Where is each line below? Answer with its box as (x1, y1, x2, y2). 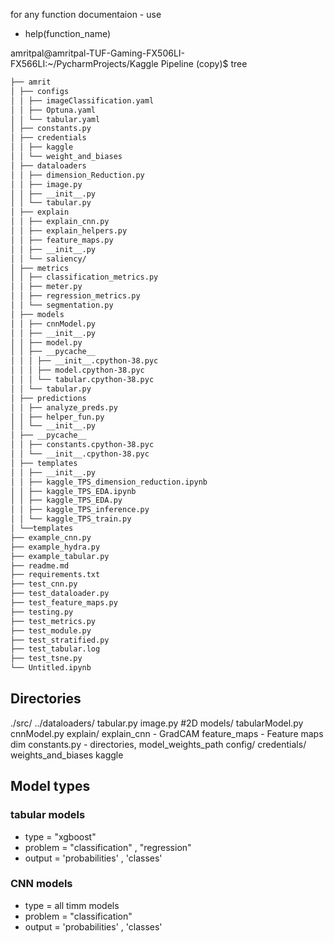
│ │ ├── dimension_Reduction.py (10, 170, 145, 180)
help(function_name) (24, 28, 112, 39)
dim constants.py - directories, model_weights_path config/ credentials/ (10, 738, 307, 750)
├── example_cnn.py (10, 532, 92, 543)
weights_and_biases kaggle (10, 749, 124, 761)
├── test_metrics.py (10, 616, 97, 626)
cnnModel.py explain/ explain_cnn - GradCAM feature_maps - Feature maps (10, 727, 324, 739)
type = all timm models (24, 899, 120, 911)
